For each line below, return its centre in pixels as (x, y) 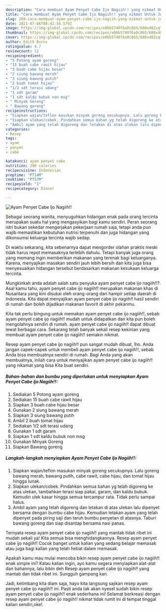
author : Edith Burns (27, 42)
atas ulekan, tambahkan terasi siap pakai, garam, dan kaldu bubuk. (81, 491)
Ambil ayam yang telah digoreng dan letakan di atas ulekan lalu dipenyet (86, 507)
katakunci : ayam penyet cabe (35, 161)
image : (12, 28)
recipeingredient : (24, 56)
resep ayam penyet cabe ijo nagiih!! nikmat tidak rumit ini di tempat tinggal (81, 599)
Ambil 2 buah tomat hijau (38, 420)
